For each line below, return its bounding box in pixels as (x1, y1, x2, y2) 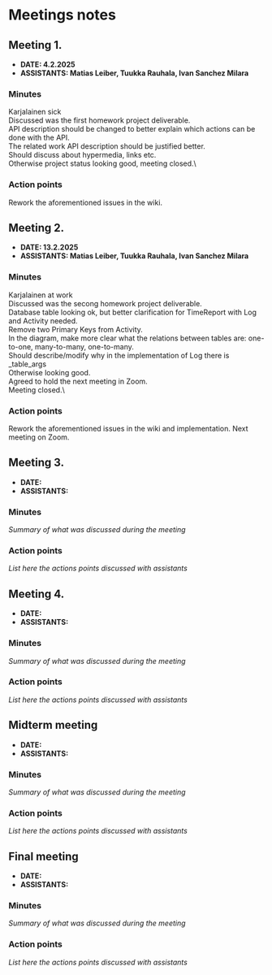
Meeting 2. (8, 221, 65, 235)
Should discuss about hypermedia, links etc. (8, 150, 157, 160)
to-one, (8, 341, 34, 351)
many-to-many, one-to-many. (35, 341, 134, 351)
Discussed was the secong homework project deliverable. (8, 298, 203, 308)
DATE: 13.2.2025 (19, 242, 79, 253)
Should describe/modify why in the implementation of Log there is (8, 350, 230, 360)
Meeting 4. (8, 587, 65, 600)
